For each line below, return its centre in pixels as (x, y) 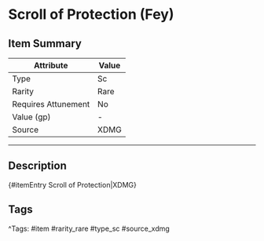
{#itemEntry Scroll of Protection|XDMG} (73, 184)
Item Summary (45, 44)
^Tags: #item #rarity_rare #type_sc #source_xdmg (89, 228)
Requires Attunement (51, 104)
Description (37, 166)
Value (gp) (31, 117)
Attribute (51, 66)
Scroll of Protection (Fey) (91, 15)
